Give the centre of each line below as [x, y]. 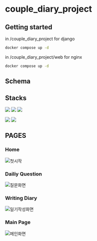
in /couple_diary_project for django [40, 39]
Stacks [16, 98]
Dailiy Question [24, 174]
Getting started [29, 27]
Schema [18, 81]
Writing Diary [21, 198]
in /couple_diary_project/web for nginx [44, 57]
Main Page [18, 222]
